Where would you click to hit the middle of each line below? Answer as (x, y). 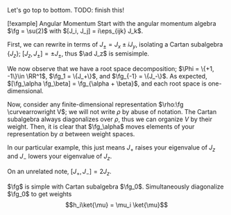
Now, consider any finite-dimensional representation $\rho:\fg (95, 104)
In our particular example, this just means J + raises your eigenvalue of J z (111, 148)
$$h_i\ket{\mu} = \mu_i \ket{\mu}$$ (117, 205)
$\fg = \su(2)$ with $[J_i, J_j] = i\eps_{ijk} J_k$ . (75, 31)
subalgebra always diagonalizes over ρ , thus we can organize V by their (110, 119)
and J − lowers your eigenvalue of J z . (60, 157)
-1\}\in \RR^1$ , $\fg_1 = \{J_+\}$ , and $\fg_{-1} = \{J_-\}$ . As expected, (107, 76)
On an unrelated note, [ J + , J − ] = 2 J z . (59, 172)
